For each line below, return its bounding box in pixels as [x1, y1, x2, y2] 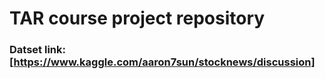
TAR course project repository [9, 7, 266, 30]
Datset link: [9, 43, 66, 57]
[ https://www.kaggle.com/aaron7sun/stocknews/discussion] [9, 55, 316, 69]
